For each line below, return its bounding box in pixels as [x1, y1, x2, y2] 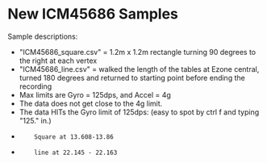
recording [19, 81, 52, 91]
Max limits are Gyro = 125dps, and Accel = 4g [19, 90, 171, 99]
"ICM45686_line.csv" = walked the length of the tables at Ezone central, [19, 64, 260, 73]
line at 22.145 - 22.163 [34, 148, 118, 157]
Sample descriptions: [7, 31, 78, 41]
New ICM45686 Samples [7, 5, 179, 23]
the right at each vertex [19, 56, 98, 65]
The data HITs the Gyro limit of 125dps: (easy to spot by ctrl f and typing [19, 107, 260, 117]
